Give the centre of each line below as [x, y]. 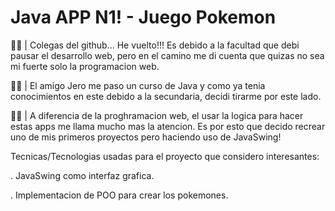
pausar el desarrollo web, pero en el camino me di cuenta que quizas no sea [167, 55]
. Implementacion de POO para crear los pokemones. [119, 195]
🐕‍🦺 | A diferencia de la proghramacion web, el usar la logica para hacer [157, 115]
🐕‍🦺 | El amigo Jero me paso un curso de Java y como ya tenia [138, 85]
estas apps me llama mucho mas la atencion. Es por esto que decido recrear [168, 126]
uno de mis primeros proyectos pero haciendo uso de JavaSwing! [146, 137]
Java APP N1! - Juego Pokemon [143, 17]
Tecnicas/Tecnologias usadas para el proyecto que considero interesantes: [165, 156]
